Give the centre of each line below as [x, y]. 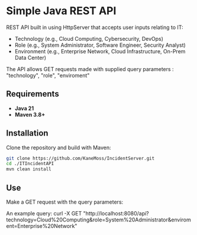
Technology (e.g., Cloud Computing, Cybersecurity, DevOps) [89, 38]
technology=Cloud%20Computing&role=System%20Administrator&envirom [98, 220]
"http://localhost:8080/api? [116, 213]
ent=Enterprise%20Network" [42, 226]
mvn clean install [29, 169]
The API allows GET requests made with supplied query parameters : [90, 69]
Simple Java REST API [61, 11]
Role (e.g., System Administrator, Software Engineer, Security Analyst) [100, 45]
